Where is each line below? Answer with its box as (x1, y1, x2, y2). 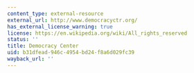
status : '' (7, 36, 39, 43)
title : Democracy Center (7, 42, 79, 49)
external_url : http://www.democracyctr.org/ (7, 17, 138, 24)
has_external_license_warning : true (7, 23, 113, 30)
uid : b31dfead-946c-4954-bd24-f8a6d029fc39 (7, 49, 135, 56)
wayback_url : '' (7, 56, 54, 63)
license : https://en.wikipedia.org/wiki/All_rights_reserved (7, 29, 188, 37)
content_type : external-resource (7, 10, 104, 17)
